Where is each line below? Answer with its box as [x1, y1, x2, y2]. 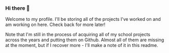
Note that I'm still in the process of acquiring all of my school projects [5, 32, 151, 38]
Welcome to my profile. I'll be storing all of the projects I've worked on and [5, 16, 161, 22]
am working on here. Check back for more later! [5, 21, 106, 28]
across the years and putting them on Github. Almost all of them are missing [5, 37, 164, 43]
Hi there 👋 [5, 5, 30, 12]
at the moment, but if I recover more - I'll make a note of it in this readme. [5, 42, 158, 48]
